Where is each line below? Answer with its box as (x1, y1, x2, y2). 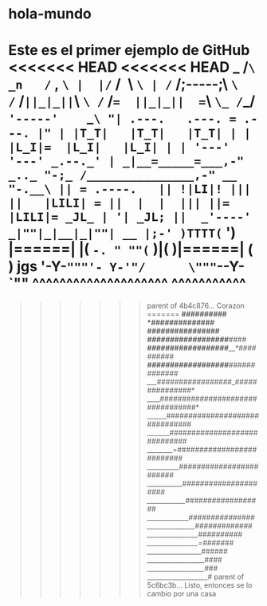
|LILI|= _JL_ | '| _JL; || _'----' (8, 210, 252, 225)
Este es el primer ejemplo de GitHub (8, 41, 250, 60)
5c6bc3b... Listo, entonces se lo (147, 580, 253, 590)
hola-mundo (8, 5, 92, 23)
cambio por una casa (147, 589, 217, 599)
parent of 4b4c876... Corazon (147, 301, 245, 311)
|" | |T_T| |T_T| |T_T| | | (37, 126, 252, 141)
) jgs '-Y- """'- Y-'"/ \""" (8, 258, 218, 276)
